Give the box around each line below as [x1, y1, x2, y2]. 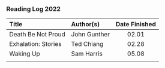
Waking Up [9, 50, 40, 58]
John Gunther [71, 30, 110, 39]
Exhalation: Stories [9, 40, 62, 48]
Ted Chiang [71, 40, 104, 48]
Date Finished [115, 20, 156, 29]
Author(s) [71, 20, 100, 29]
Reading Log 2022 [6, 5, 61, 13]
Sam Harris [71, 50, 103, 58]
